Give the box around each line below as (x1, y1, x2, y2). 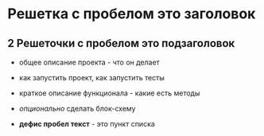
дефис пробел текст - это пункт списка (18, 119, 156, 128)
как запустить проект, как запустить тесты (18, 73, 165, 82)
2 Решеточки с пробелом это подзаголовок (7, 37, 235, 50)
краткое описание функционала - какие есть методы (18, 88, 200, 98)
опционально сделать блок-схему (18, 104, 136, 113)
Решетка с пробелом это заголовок (7, 5, 256, 23)
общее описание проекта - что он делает (18, 57, 160, 67)
